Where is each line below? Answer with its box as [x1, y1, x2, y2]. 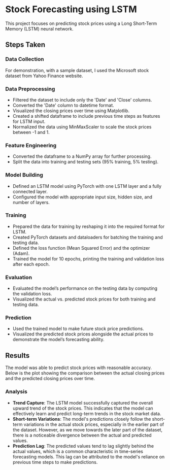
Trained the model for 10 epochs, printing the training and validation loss [12, 255, 164, 262]
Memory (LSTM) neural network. [5, 25, 74, 31]
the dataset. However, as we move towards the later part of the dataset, [12, 426, 163, 432]
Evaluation [5, 274, 32, 281]
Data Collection [5, 56, 44, 63]
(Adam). [12, 250, 30, 256]
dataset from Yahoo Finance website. [5, 73, 83, 79]
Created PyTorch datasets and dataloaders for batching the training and [12, 234, 163, 240]
